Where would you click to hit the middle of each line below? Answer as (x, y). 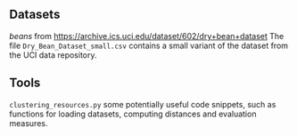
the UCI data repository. (53, 55)
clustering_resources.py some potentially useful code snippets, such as (143, 104)
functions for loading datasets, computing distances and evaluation (133, 114)
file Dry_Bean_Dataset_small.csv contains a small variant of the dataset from (148, 45)
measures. (29, 123)
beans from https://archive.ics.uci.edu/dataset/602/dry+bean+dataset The (147, 36)
